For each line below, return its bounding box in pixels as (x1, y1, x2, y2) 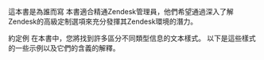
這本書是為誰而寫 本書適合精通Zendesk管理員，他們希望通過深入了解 (8, 7, 234, 16)
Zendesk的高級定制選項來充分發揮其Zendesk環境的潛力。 (8, 17, 198, 26)
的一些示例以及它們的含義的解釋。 (8, 43, 120, 53)
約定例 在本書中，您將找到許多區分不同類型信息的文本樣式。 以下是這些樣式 (8, 34, 256, 43)
